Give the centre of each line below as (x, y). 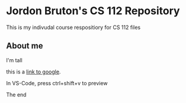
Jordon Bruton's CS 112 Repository (93, 11)
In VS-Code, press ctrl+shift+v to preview (57, 83)
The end (16, 94)
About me (25, 46)
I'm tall (14, 60)
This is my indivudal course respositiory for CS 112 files (73, 27)
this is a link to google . (33, 72)
